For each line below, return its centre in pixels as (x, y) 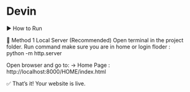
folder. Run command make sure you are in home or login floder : (88, 47)
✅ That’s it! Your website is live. (46, 83)
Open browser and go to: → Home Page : (58, 65)
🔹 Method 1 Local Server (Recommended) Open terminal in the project (95, 40)
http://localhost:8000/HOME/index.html (56, 71)
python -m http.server (34, 53)
